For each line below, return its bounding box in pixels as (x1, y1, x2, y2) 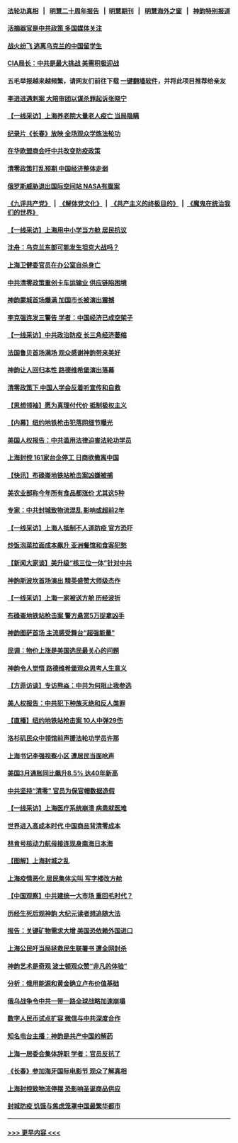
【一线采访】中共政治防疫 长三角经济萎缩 (7, 331, 127, 339)
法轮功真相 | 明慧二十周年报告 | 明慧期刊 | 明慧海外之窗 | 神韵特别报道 (7, 6, 231, 15)
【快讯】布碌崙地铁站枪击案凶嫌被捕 (7, 471, 113, 479)
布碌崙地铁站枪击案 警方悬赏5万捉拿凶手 (7, 611, 125, 620)
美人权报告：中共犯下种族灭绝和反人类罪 (7, 698, 125, 707)
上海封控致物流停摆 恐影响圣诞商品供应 (7, 1084, 121, 1093)
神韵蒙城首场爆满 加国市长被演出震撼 (7, 296, 115, 305)
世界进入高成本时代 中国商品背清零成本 (7, 821, 121, 830)
